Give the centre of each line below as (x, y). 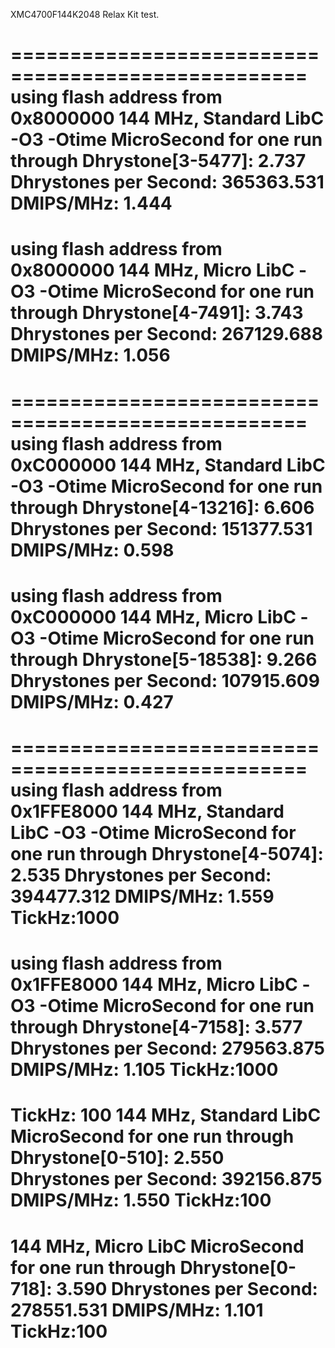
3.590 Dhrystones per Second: (187, 1288)
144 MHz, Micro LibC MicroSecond (157, 1246)
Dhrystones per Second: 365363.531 (167, 182)
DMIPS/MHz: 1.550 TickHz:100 (141, 1200)
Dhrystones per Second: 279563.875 (167, 1048)
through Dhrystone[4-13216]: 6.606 (162, 507)
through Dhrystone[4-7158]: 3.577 (156, 1027)
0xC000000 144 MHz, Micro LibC (153, 616)
